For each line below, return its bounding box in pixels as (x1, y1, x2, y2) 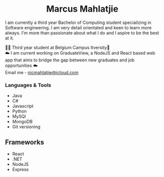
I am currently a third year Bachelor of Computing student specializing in (5, 20, 152, 25)
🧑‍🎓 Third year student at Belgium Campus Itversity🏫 (5, 44, 110, 50)
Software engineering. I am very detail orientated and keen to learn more (5, 24, 152, 30)
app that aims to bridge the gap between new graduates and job (5, 57, 135, 63)
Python (12, 108, 27, 114)
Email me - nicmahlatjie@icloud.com (5, 69, 79, 75)
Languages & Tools (5, 81, 51, 88)
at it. (5, 35, 14, 41)
